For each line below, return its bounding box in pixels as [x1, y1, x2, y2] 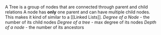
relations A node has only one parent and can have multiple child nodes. [5, 9, 150, 15]
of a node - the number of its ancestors [5, 24, 84, 30]
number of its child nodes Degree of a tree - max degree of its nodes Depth [5, 19, 157, 25]
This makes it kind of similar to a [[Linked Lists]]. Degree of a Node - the [5, 14, 150, 20]
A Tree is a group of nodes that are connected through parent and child [5, 4, 148, 10]
